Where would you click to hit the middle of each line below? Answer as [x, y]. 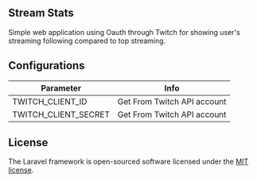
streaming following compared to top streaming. [87, 41]
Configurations [47, 66]
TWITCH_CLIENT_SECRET [61, 114]
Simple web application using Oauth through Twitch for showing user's [124, 32]
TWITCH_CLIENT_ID [50, 101]
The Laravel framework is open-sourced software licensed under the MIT [128, 161]
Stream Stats [41, 13]
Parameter [61, 88]
